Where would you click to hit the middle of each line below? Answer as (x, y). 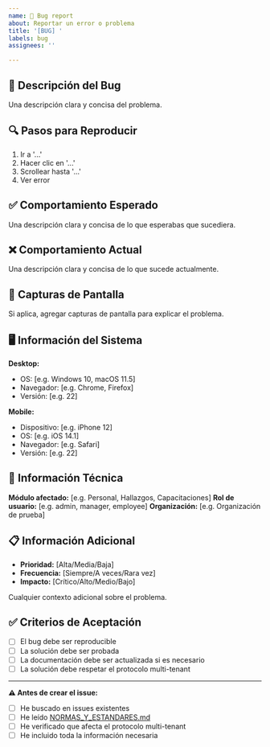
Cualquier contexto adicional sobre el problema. (88, 597)
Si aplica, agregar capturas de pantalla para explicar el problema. (116, 314)
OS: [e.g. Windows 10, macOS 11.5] (78, 379)
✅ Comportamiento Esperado (83, 205)
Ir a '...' (31, 154)
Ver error (35, 180)
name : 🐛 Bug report (41, 16)
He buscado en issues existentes (75, 708)
